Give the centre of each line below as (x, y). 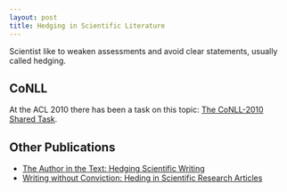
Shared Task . (33, 119)
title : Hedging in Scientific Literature (87, 26)
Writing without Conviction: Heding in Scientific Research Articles (142, 178)
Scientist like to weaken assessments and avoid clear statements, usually (143, 51)
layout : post (33, 17)
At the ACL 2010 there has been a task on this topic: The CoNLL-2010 (137, 110)
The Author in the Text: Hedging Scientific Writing (113, 169)
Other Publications (62, 147)
